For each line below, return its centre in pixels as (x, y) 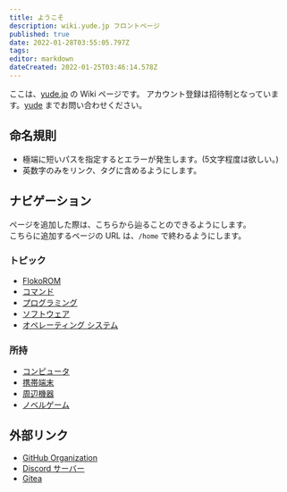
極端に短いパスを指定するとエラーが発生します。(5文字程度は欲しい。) (150, 159)
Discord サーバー (53, 468)
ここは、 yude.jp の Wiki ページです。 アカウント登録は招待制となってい (140, 94)
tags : (19, 51)
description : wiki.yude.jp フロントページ (85, 26)
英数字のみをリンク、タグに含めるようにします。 (112, 170)
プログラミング (50, 302)
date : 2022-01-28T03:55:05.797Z (69, 42)
